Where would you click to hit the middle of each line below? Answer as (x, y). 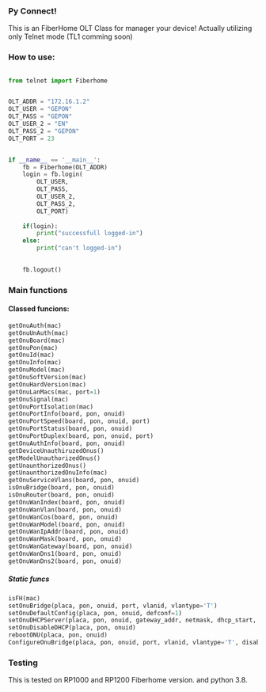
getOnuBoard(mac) (37, 340)
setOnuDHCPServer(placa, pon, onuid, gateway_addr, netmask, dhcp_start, (133, 620)
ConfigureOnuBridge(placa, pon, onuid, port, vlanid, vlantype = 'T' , (123, 643)
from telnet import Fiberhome (58, 81)
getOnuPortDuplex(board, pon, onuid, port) (81, 436)
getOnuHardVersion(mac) (47, 384)
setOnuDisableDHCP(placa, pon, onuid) (72, 628)
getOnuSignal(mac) (38, 399)
